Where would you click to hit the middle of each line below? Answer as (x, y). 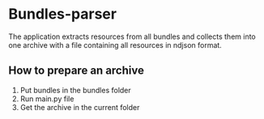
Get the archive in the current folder (80, 107)
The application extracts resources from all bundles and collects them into (132, 36)
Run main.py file (47, 99)
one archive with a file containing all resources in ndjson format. (115, 45)
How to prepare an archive (76, 71)
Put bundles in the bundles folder (75, 90)
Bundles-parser (63, 14)
